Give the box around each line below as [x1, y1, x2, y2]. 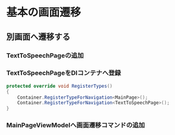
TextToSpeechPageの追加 [6, 51, 84, 59]
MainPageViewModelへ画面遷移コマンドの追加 [6, 121, 145, 130]
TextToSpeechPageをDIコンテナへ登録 [6, 69, 122, 77]
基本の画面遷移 [6, 5, 81, 19]
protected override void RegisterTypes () [6, 83, 113, 89]
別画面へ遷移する [6, 31, 70, 42]
